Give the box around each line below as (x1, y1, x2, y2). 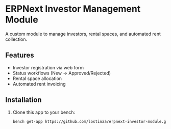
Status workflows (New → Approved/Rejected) (12, 70, 111, 76)
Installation (5, 95, 42, 105)
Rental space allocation (12, 75, 62, 82)
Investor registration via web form (12, 64, 84, 70)
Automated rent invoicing (12, 81, 66, 87)
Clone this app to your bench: (12, 109, 76, 115)
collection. (5, 36, 28, 42)
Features (5, 51, 34, 60)
